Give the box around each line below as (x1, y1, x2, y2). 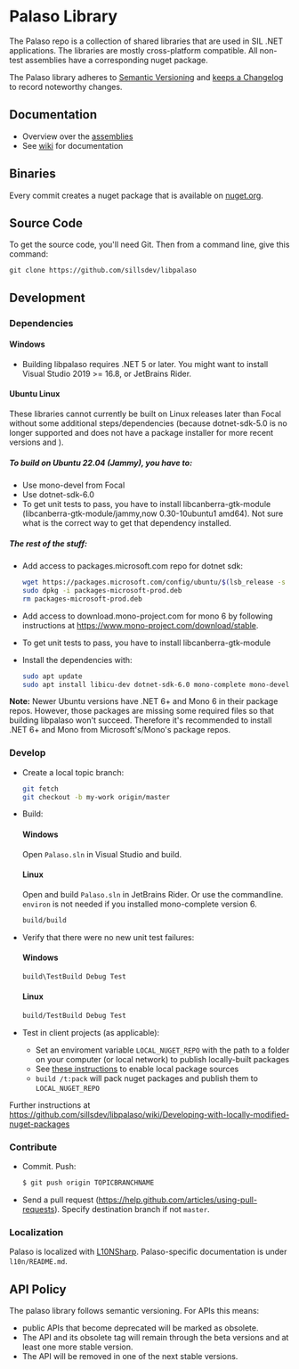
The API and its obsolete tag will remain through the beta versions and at (21, 1332, 289, 1343)
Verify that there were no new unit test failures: (21, 931, 195, 942)
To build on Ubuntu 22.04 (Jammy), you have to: (9, 457, 193, 468)
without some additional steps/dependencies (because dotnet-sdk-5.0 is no (9, 418, 287, 429)
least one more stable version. (21, 1341, 133, 1352)
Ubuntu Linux (9, 389, 61, 399)
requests (21, 1204, 55, 1215)
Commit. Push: (21, 1161, 77, 1172)
